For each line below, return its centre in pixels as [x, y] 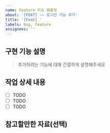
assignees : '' [20, 29]
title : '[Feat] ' [24, 20]
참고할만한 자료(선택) [36, 125]
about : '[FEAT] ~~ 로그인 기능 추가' [42, 15]
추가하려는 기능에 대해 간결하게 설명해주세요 [61, 64]
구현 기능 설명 [25, 51]
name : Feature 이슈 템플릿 [31, 10]
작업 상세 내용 [25, 82]
